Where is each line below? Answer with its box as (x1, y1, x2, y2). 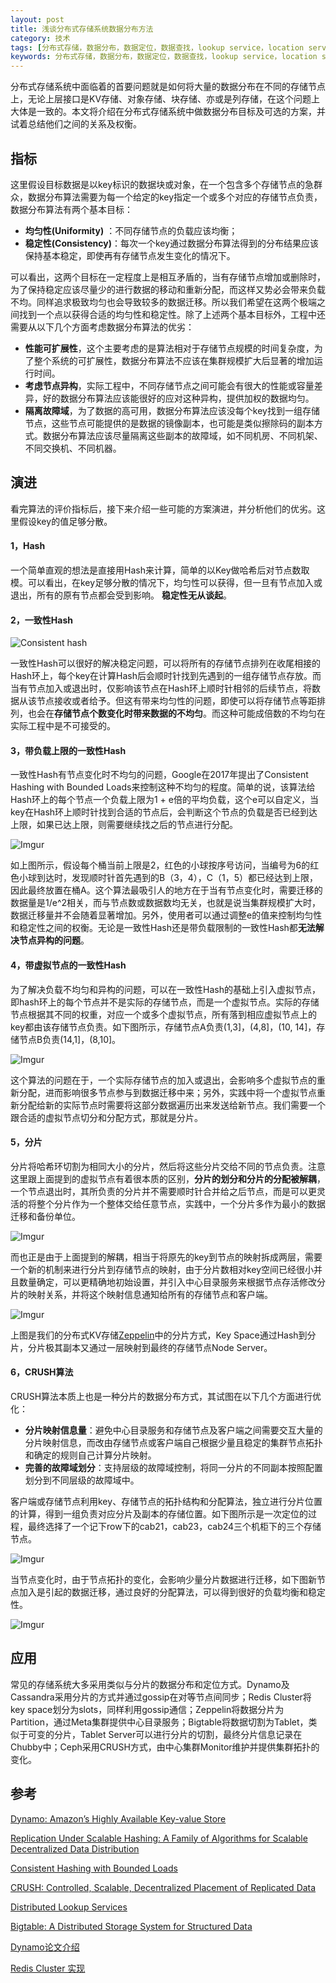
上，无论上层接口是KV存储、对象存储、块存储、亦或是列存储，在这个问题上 (10, 93, 321, 105)
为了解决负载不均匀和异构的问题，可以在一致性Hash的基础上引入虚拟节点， (10, 983, 321, 995)
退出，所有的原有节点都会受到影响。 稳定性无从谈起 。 (10, 589, 232, 601)
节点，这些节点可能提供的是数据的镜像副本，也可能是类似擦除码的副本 (24, 417, 315, 429)
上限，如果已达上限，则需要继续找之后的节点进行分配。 (10, 819, 238, 831)
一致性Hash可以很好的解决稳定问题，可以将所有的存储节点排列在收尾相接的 (10, 657, 321, 670)
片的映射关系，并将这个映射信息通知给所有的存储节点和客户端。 (10, 1288, 273, 1300)
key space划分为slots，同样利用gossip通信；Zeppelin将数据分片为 (10, 1703, 285, 1715)
